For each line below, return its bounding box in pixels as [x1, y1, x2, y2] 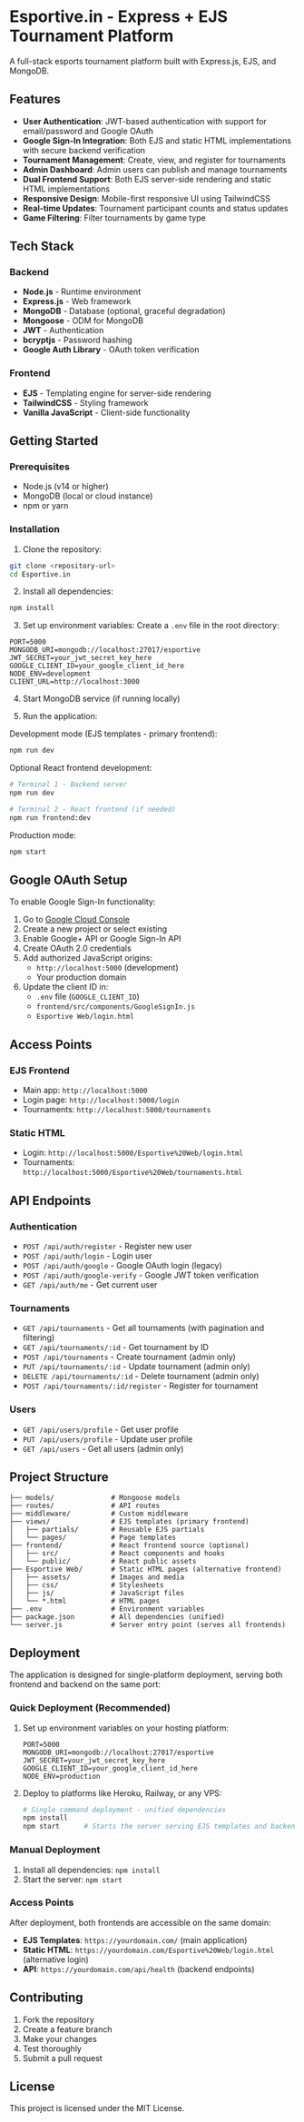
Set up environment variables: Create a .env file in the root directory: [22, 620, 279, 631]
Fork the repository [22, 2014, 95, 2025]
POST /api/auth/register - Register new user [22, 1241, 192, 1252]
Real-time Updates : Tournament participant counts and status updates [22, 202, 289, 213]
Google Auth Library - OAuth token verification [22, 344, 200, 355]
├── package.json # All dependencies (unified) [9, 1613, 225, 1622]
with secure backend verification [22, 144, 146, 155]
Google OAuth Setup [9, 872, 129, 887]
